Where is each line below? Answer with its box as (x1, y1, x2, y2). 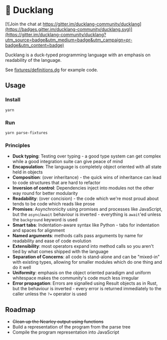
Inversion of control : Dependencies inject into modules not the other (12, 185, 155, 191)
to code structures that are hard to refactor (12, 179, 101, 186)
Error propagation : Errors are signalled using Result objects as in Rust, (12, 280, 158, 286)
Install (5, 96, 21, 103)
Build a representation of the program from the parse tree (12, 324, 131, 330)
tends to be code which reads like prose (12, 201, 95, 207)
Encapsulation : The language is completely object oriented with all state (12, 164, 162, 170)
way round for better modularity (12, 190, 78, 196)
